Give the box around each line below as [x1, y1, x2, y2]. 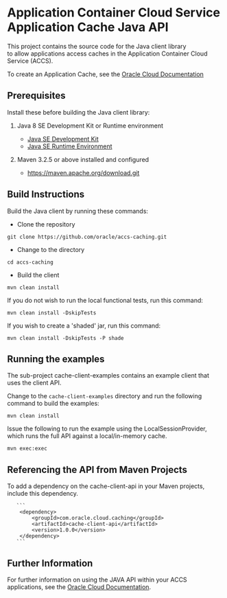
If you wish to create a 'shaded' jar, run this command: [7, 321, 161, 330]
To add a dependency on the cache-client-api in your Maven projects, [7, 482, 205, 490]
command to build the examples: [7, 400, 99, 408]
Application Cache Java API [7, 19, 169, 35]
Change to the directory [16, 245, 85, 253]
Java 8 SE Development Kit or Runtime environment [16, 122, 163, 130]
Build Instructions [7, 189, 85, 200]
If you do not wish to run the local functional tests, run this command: [7, 296, 204, 304]
